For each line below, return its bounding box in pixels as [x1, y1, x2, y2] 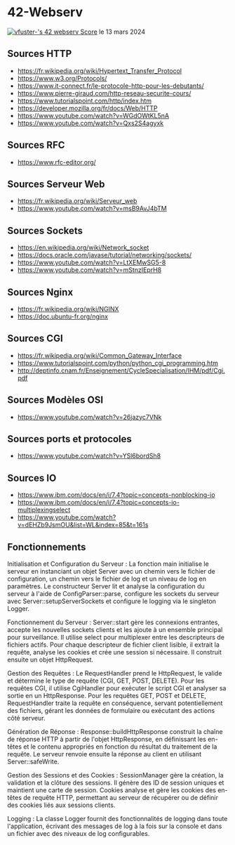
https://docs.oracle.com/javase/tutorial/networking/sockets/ [17, 251, 192, 259]
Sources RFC [7, 139, 65, 151]
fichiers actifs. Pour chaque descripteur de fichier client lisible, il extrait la [7, 640, 220, 649]
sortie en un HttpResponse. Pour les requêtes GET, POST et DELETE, [7, 692, 207, 700]
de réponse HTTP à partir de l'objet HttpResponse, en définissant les [7, 735, 207, 744]
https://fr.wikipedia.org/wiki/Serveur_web [17, 197, 137, 205]
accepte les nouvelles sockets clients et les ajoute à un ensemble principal [7, 626, 223, 634]
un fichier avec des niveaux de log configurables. [7, 830, 150, 838]
